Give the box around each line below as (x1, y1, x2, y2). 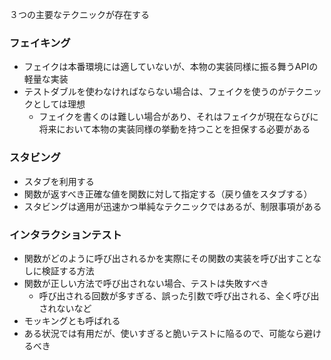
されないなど (38, 302, 92, 314)
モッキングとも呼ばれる (23, 314, 121, 327)
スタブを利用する (23, 175, 95, 187)
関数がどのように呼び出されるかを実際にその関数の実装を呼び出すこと (23, 252, 314, 264)
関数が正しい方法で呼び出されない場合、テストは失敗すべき (23, 277, 269, 289)
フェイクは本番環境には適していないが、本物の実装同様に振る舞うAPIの (23, 61, 319, 73)
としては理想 (32, 98, 86, 110)
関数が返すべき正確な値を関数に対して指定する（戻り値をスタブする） (23, 188, 313, 200)
